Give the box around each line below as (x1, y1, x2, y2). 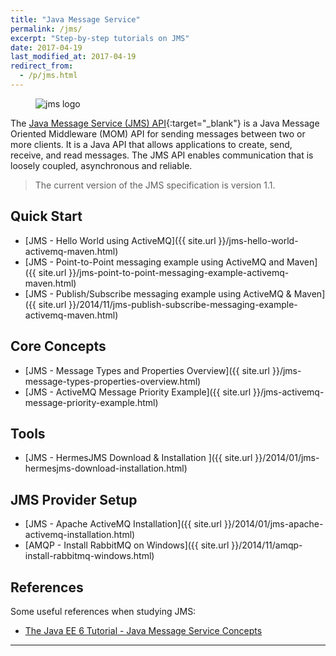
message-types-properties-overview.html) (24, 375, 202, 387)
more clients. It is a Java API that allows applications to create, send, (10, 138, 293, 150)
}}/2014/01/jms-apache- (223, 518, 324, 530)
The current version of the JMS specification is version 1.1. (34, 179, 276, 191)
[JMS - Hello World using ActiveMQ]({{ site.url (24, 234, 217, 246)
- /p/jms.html (19, 71, 78, 81)
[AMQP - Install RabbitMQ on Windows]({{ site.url (24, 539, 230, 551)
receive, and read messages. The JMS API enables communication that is (10, 149, 314, 161)
